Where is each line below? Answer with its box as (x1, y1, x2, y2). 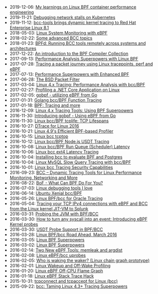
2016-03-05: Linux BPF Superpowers (9, 237, 85, 242)
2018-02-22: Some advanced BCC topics (9, 35, 92, 41)
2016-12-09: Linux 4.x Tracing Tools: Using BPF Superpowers (9, 108, 134, 113)
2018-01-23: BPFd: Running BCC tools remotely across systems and (9, 40, 146, 46)
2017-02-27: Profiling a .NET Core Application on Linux (9, 87, 120, 92)
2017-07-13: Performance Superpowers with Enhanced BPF (9, 72, 130, 77)
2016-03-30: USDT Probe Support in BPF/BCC (9, 226, 103, 232)
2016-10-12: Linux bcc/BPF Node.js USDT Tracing (9, 139, 109, 144)
